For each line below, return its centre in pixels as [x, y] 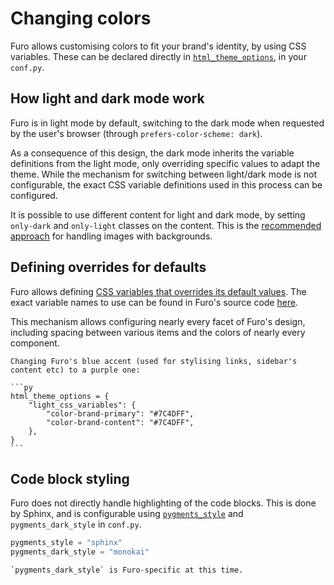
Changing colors [81, 18]
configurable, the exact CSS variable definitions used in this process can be [166, 184]
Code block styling [70, 478]
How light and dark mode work [107, 98]
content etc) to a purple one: [75, 370]
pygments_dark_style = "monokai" [80, 552]
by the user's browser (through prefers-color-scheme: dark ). [136, 133]
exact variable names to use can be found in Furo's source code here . [154, 302]
